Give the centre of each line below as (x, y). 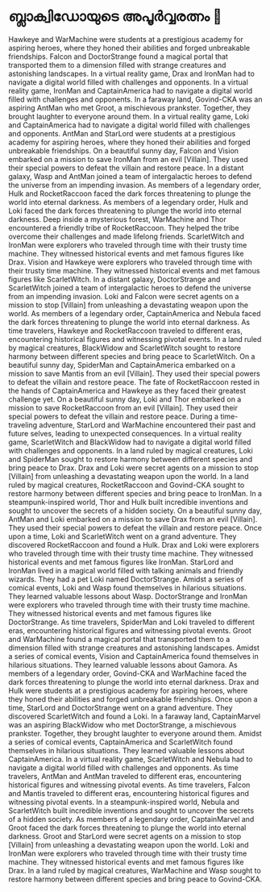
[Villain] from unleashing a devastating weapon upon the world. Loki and (129, 844)
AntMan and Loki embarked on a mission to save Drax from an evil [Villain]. (133, 519)
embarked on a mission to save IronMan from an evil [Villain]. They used (128, 159)
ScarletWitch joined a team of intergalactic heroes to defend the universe (130, 288)
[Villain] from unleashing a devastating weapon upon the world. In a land (129, 476)
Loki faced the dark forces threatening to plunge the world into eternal (125, 210)
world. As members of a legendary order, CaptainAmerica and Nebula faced (135, 313)
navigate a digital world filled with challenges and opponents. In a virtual (128, 82)
